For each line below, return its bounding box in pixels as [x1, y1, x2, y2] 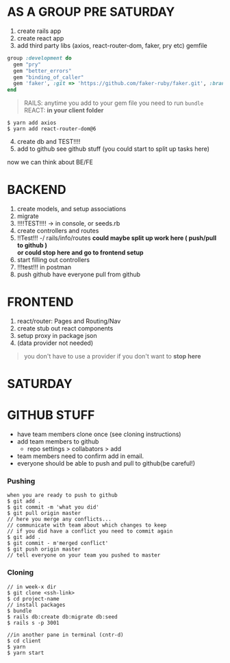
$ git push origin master [7, 546, 81, 553]
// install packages [7, 601, 66, 608]
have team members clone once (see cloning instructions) [16, 430, 181, 439]
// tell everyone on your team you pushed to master [7, 552, 161, 559]
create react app [16, 34, 64, 42]
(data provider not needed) [16, 339, 94, 347]
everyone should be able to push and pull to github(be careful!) [16, 459, 195, 468]
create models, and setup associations [16, 205, 127, 213]
